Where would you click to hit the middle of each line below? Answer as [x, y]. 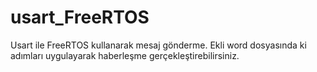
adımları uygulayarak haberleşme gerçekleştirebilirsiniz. [125, 55]
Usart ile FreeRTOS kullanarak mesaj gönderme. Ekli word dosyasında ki [158, 45]
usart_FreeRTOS [80, 17]
